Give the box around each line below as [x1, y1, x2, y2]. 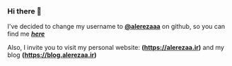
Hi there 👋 [7, 6, 42, 16]
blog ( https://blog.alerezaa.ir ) [7, 51, 97, 59]
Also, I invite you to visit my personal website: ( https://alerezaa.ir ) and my [7, 44, 225, 52]
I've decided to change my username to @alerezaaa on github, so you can [7, 22, 226, 31]
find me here [7, 29, 45, 38]
